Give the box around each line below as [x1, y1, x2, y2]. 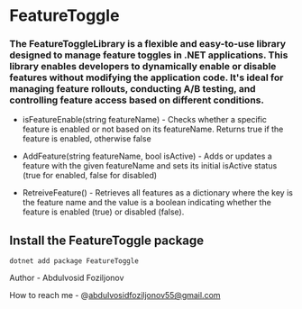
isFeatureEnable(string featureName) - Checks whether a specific [22, 114, 268, 125]
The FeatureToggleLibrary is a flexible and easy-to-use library [9, 38, 287, 50]
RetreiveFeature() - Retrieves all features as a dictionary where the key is [22, 187, 293, 198]
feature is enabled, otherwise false [22, 133, 151, 144]
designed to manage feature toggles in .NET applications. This [9, 49, 288, 61]
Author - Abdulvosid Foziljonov [9, 272, 124, 284]
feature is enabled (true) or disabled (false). [22, 206, 185, 217]
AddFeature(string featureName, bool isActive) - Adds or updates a [22, 150, 272, 162]
